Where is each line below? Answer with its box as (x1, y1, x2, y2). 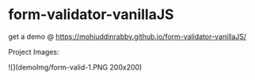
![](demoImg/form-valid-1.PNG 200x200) (8, 62, 143, 72)
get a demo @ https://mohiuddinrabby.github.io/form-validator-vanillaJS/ (8, 32, 247, 41)
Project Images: (8, 47, 59, 56)
